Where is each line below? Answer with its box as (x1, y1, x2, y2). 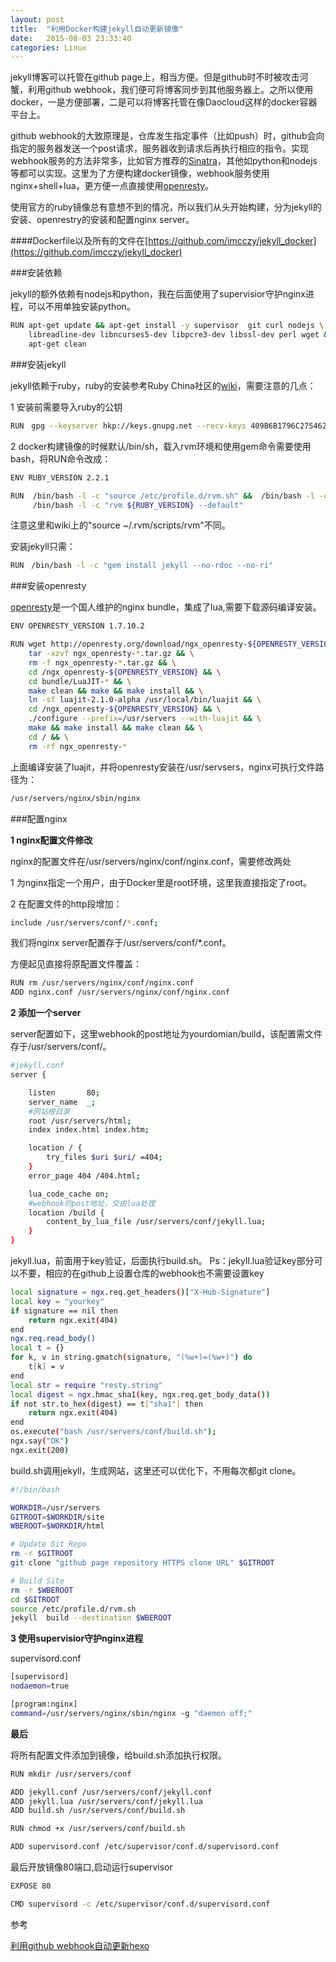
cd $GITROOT (10, 1594, 60, 1605)
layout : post (10, 14, 65, 25)
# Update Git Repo (10, 1539, 87, 1550)
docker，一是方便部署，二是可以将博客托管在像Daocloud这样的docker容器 (10, 96, 318, 108)
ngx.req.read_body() (10, 1334, 97, 1344)
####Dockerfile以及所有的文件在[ (10, 235, 149, 247)
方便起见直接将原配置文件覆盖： (10, 958, 142, 970)
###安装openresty (10, 580, 87, 592)
